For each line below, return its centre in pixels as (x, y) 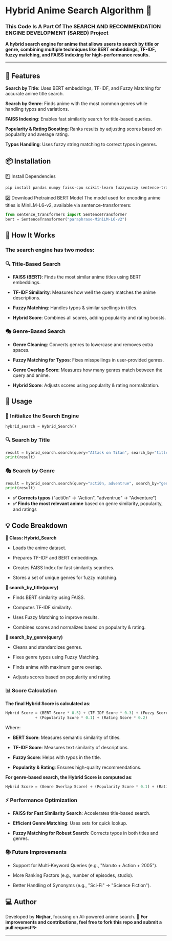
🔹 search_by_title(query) (32, 588)
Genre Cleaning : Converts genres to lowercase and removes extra (83, 344)
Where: (13, 728)
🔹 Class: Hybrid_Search (31, 538)
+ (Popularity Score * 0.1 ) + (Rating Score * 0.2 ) (91, 718)
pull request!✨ (21, 928)
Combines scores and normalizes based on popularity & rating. (79, 627)
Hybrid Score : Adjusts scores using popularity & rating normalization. (86, 385)
